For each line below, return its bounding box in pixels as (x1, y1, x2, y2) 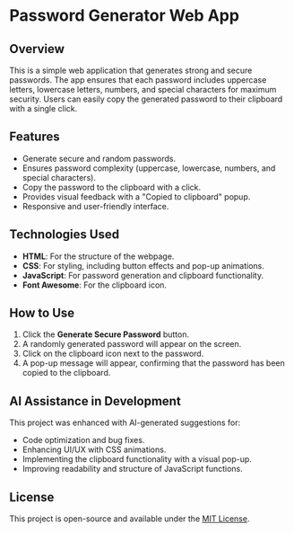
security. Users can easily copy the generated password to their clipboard (9, 93, 283, 104)
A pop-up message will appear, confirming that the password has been (22, 358, 285, 369)
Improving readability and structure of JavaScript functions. (22, 464, 244, 475)
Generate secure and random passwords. (22, 153, 177, 164)
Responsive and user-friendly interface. (22, 200, 169, 211)
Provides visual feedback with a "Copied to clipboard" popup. (22, 191, 251, 202)
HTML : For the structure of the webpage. (22, 251, 175, 262)
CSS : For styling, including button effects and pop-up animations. (22, 260, 264, 271)
